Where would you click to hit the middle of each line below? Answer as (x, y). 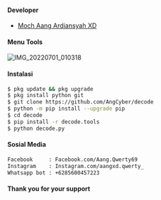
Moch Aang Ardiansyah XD (57, 26)
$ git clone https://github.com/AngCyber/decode (80, 102)
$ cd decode (25, 116)
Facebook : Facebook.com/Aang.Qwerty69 (73, 160)
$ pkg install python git (45, 96)
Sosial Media (27, 145)
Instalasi (20, 74)
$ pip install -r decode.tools (54, 122)
